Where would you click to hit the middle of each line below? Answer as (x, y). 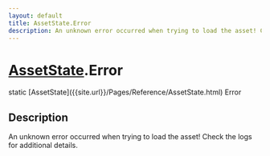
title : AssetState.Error (50, 23)
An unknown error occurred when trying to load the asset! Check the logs (130, 137)
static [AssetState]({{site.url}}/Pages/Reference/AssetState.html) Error (125, 92)
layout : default (35, 16)
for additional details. (43, 146)
